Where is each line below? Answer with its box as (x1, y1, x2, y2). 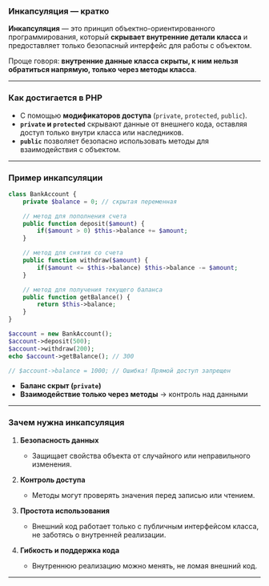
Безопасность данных (19, 435, 99, 445)
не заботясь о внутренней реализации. (31, 530, 167, 540)
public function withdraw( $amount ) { (22, 256, 149, 265)
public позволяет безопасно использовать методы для (19, 136, 210, 146)
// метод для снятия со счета (22, 249, 124, 257)
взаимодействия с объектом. (19, 144, 122, 154)
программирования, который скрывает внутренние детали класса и (8, 32, 248, 42)
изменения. (31, 459, 72, 469)
